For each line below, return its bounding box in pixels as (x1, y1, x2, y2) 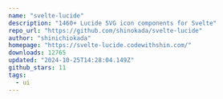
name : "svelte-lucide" (8, 11, 84, 20)
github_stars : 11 (8, 64, 67, 72)
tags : (8, 71, 26, 79)
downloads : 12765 (8, 49, 67, 57)
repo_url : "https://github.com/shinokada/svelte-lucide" (8, 26, 203, 34)
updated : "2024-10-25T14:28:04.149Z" (8, 57, 135, 65)
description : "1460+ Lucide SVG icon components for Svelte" (8, 19, 217, 27)
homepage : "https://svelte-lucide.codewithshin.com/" (8, 42, 193, 49)
